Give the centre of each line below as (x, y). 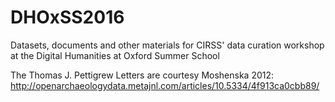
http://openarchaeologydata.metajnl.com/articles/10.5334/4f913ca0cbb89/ (165, 85)
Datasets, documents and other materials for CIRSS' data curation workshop (167, 45)
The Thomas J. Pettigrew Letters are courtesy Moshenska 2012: (142, 75)
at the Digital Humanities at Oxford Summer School (115, 55)
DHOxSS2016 (67, 17)
